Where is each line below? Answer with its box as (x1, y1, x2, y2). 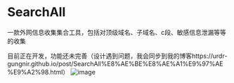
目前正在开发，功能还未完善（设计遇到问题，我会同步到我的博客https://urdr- (7, 52, 228, 60)
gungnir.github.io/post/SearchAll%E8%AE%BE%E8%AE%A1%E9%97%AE (7, 59, 223, 68)
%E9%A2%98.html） (7, 68, 70, 76)
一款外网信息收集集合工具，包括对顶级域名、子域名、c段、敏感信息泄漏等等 (7, 28, 226, 36)
